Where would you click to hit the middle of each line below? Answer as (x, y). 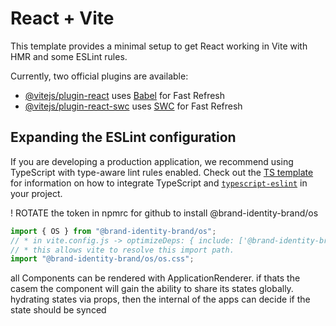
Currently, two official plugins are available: (99, 76)
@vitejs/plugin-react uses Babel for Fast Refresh (125, 95)
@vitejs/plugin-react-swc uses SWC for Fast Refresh (133, 106)
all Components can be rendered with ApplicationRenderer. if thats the (155, 278)
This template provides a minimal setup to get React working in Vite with (159, 46)
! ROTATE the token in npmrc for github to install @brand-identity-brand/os (164, 213)
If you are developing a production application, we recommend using (152, 161)
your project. (36, 193)
